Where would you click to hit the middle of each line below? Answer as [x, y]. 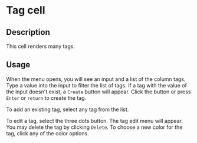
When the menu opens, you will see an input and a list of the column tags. [96, 79]
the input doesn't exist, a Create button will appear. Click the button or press [98, 92]
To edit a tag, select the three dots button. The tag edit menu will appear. [94, 121]
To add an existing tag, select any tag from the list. [68, 109]
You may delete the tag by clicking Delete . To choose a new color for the [94, 127]
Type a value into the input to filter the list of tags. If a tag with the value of [97, 85]
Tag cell [26, 10]
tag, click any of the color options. [48, 133]
